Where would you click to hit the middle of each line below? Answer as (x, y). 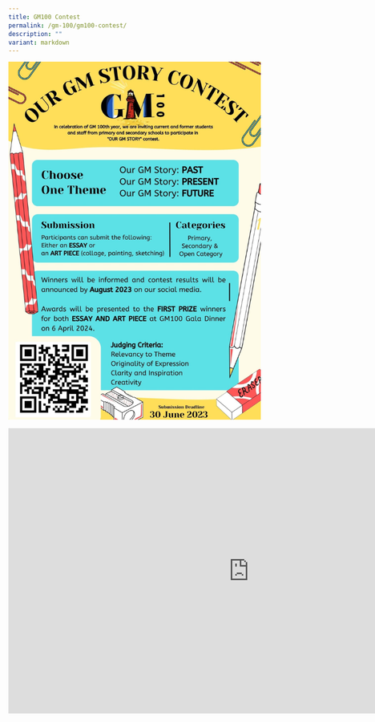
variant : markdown (39, 43)
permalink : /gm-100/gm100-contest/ (68, 25)
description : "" (35, 34)
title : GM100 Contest (44, 17)
